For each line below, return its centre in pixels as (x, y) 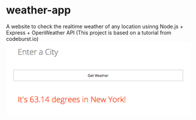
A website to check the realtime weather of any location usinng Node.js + (95, 26)
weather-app (39, 10)
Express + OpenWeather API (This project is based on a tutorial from (89, 32)
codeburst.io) (22, 39)
